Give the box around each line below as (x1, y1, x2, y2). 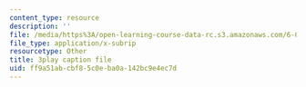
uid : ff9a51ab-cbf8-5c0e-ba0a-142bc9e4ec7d (9, 64, 178, 73)
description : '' (9, 22, 71, 31)
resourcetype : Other (9, 47, 88, 56)
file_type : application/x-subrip (9, 38, 137, 48)
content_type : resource (9, 13, 100, 23)
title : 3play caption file (9, 55, 112, 64)
